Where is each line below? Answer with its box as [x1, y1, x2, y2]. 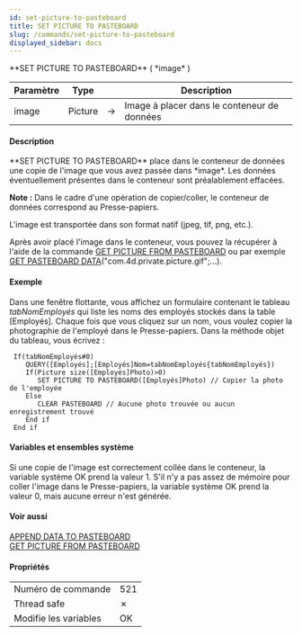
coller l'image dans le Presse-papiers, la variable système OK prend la [9, 480, 270, 491]
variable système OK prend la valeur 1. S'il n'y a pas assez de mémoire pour [9, 471, 290, 482]
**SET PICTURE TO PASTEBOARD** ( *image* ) [9, 63, 191, 74]
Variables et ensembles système [9, 442, 135, 452]
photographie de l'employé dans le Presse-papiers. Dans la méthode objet [9, 325, 285, 336]
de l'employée [9, 383, 63, 392]
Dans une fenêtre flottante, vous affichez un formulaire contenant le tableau [9, 296, 290, 307]
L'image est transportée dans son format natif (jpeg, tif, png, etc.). [9, 219, 253, 230]
